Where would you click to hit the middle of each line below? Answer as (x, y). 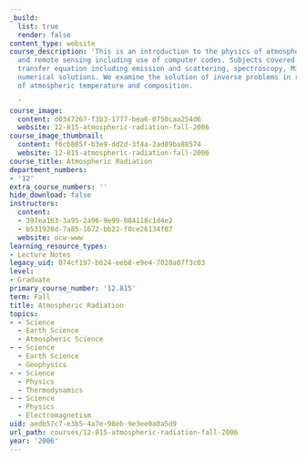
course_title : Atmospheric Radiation (81, 161)
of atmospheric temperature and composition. (106, 86)
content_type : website (52, 43)
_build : (24, 18)
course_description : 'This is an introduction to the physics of (136, 52)
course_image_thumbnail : (56, 136)
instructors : (34, 204)
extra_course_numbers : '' (58, 187)
